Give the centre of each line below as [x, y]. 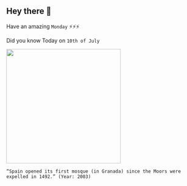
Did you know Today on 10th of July [53, 40]
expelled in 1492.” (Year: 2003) [49, 177]
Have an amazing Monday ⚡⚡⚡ [43, 26]
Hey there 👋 [29, 11]
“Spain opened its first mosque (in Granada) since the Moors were [94, 171]
